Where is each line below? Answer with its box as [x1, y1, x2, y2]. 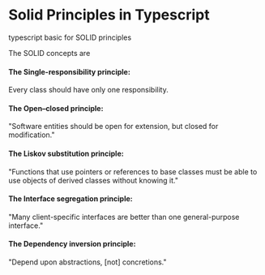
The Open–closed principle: [8, 103, 104, 113]
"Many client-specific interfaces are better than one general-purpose [8, 212, 240, 221]
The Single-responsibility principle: [8, 67, 131, 76]
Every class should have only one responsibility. [8, 85, 169, 95]
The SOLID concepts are [8, 48, 91, 58]
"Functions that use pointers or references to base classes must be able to [8, 166, 258, 176]
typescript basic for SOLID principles [8, 32, 132, 42]
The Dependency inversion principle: [8, 239, 136, 249]
